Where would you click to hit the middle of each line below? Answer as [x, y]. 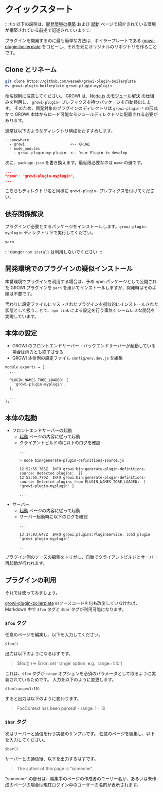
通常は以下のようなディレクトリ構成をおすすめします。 [60, 131]
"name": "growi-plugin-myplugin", [40, 176]
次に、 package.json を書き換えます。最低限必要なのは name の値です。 [75, 162]
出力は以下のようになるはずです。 [39, 654]
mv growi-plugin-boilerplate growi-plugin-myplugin [58, 86]
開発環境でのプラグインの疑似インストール [69, 269]
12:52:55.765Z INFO [40, 469]
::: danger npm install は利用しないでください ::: [54, 251]
